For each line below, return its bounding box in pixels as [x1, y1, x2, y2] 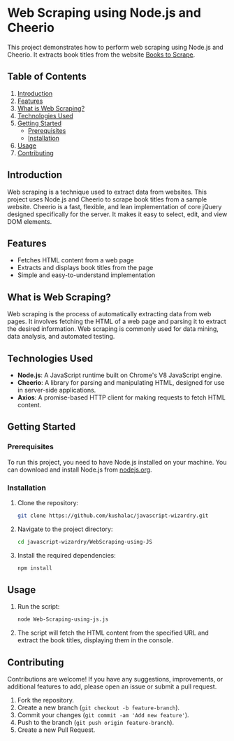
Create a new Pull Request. [17, 726, 96, 734]
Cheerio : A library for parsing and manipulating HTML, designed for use [17, 379, 225, 386]
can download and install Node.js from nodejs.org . [7, 465, 152, 474]
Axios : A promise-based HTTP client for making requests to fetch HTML [17, 393, 226, 402]
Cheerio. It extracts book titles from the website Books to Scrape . [7, 50, 196, 59]
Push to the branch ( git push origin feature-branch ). [17, 719, 175, 727]
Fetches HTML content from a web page [17, 256, 134, 264]
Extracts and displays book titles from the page [17, 264, 154, 272]
